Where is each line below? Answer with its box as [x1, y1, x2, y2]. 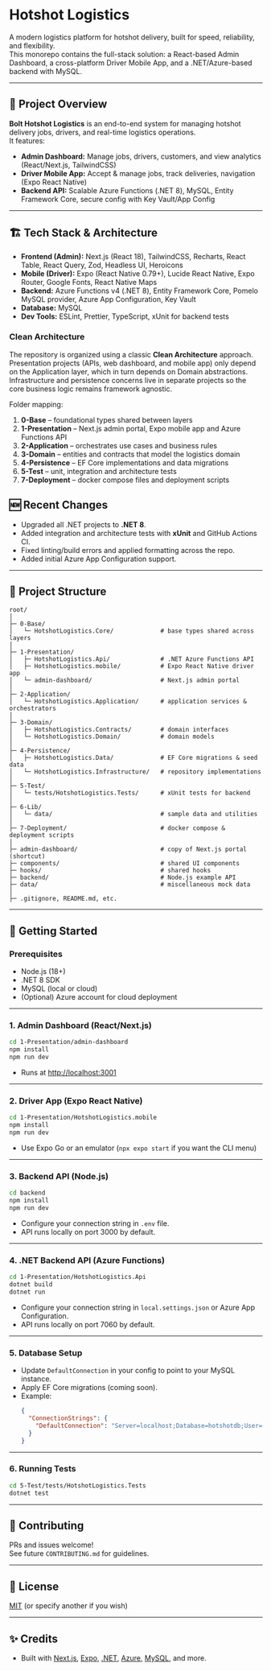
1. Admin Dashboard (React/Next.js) [9, 1020, 152, 1031]
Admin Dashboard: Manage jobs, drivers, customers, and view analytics [20, 151, 262, 161]
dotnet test [9, 1489, 49, 1497]
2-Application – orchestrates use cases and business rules [20, 440, 218, 450]
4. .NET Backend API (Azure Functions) [9, 1254, 166, 1265]
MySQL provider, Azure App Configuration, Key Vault [20, 294, 196, 303]
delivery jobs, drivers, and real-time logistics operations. [9, 127, 196, 137]
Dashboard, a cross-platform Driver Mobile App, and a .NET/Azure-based [9, 58, 253, 68]
